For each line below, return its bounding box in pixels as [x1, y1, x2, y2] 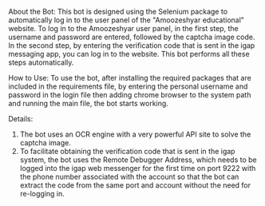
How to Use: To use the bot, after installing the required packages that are [8, 73, 251, 82]
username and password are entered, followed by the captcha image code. [8, 32, 255, 42]
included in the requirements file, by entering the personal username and [8, 81, 248, 91]
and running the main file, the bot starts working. [8, 99, 169, 108]
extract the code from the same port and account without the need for [19, 180, 251, 190]
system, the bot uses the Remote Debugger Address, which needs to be [19, 155, 257, 164]
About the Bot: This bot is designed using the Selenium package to [8, 7, 228, 16]
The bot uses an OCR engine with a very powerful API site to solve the [19, 129, 251, 139]
